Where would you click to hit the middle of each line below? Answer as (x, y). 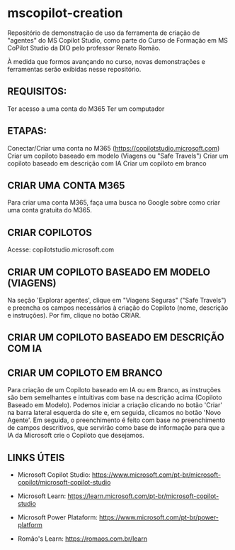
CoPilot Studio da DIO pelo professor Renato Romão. (84, 48)
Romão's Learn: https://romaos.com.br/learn (82, 539)
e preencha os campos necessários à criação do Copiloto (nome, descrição (118, 308)
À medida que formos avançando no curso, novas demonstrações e (106, 61)
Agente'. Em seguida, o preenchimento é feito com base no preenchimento (116, 420)
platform (30, 525)
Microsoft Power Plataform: (57, 517)
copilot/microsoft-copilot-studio (64, 482)
